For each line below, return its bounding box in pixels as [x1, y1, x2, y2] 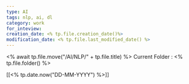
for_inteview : [6, 25, 42, 32]
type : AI [6, 8, 28, 15]
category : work [6, 20, 45, 26]
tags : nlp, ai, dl [6, 14, 53, 20]
